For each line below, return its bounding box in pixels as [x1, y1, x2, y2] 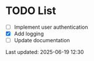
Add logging [14, 30, 44, 37]
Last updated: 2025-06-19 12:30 [5, 49, 84, 56]
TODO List [5, 4, 56, 18]
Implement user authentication [14, 23, 89, 30]
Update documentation [14, 37, 70, 44]
